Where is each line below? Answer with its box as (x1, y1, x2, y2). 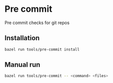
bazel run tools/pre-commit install (4, 47, 80, 52)
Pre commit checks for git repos (4, 20, 70, 26)
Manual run (4, 60, 40, 69)
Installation (4, 34, 40, 42)
